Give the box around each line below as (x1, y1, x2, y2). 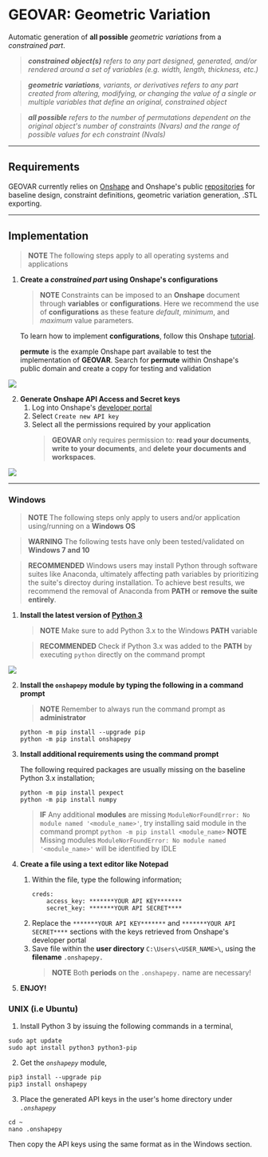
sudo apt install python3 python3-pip (8, 1044, 137, 1052)
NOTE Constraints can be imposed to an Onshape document (39, 290, 241, 299)
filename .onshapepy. (31, 952, 104, 962)
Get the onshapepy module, (19, 1058, 108, 1067)
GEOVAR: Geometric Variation (8, 6, 211, 24)
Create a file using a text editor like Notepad (19, 859, 169, 869)
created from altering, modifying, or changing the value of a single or (27, 88, 257, 98)
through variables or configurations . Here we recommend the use (39, 298, 259, 308)
